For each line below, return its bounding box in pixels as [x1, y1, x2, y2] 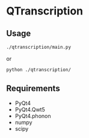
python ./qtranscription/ [6, 66, 71, 73]
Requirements [6, 83, 60, 94]
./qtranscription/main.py [6, 44, 71, 50]
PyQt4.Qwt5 [14, 105, 45, 113]
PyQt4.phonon [14, 112, 51, 119]
